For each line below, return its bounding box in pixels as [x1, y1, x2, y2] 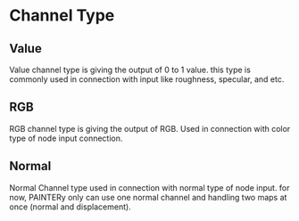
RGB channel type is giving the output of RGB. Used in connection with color [9, 123, 291, 134]
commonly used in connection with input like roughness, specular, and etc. [9, 74, 285, 85]
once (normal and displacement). [9, 201, 131, 212]
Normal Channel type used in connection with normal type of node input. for [9, 182, 290, 192]
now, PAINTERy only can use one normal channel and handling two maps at [9, 192, 287, 202]
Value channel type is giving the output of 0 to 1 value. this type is [9, 64, 252, 75]
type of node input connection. [9, 133, 123, 143]
